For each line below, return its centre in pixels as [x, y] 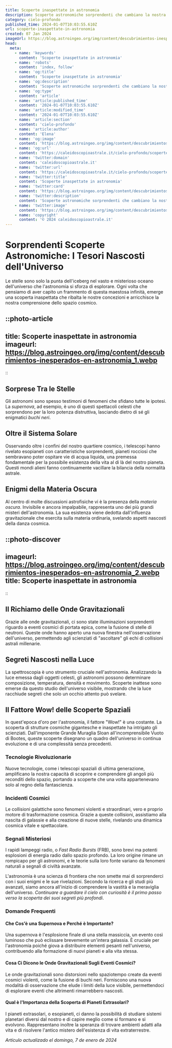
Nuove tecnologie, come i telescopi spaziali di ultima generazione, [75, 768]
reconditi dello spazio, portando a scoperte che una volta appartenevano [82, 779]
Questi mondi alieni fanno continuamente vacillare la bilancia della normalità [85, 467]
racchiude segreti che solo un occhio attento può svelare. [66, 694]
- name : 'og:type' [34, 91]
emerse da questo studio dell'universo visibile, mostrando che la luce [78, 688]
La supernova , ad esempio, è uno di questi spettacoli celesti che [73, 407]
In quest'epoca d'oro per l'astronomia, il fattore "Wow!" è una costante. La [84, 722]
